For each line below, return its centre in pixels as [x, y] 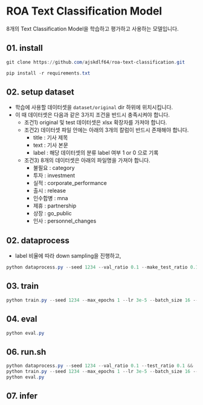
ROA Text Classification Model [84, 11]
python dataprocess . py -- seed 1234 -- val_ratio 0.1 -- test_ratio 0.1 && [100, 366]
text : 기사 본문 [50, 145]
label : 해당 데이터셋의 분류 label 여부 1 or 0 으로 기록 [96, 153]
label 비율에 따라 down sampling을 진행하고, [68, 256]
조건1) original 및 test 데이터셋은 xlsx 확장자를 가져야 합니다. [95, 122]
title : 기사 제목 [50, 138]
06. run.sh [26, 352]
